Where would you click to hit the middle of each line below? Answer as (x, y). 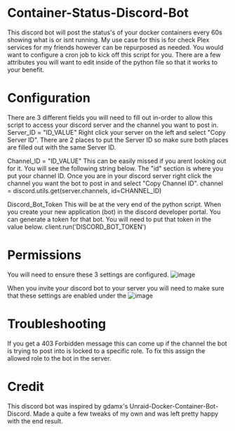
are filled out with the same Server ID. (62, 147)
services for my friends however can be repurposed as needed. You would (115, 47)
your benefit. (26, 69)
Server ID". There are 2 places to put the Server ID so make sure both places (118, 140)
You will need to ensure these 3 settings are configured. (88, 274)
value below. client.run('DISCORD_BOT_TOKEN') (77, 227)
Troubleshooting (57, 324)
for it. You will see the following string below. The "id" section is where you (115, 168)
